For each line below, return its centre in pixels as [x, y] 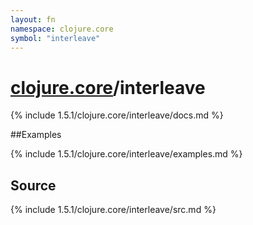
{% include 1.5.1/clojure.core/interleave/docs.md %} [117, 115]
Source [33, 185]
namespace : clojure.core [62, 29]
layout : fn [33, 19]
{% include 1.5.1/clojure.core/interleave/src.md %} [113, 210]
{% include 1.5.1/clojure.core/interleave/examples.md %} [126, 154]
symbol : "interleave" [55, 38]
